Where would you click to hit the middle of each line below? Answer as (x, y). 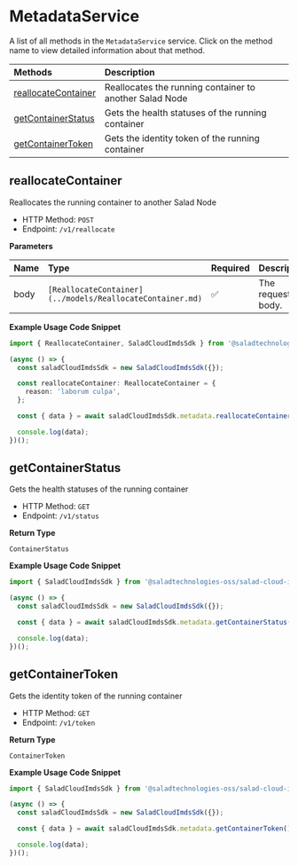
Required (230, 268)
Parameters (31, 246)
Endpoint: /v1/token (59, 722)
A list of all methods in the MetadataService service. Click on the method (141, 41)
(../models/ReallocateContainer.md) (125, 298)
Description (129, 72)
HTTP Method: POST (58, 219)
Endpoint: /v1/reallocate (68, 229)
